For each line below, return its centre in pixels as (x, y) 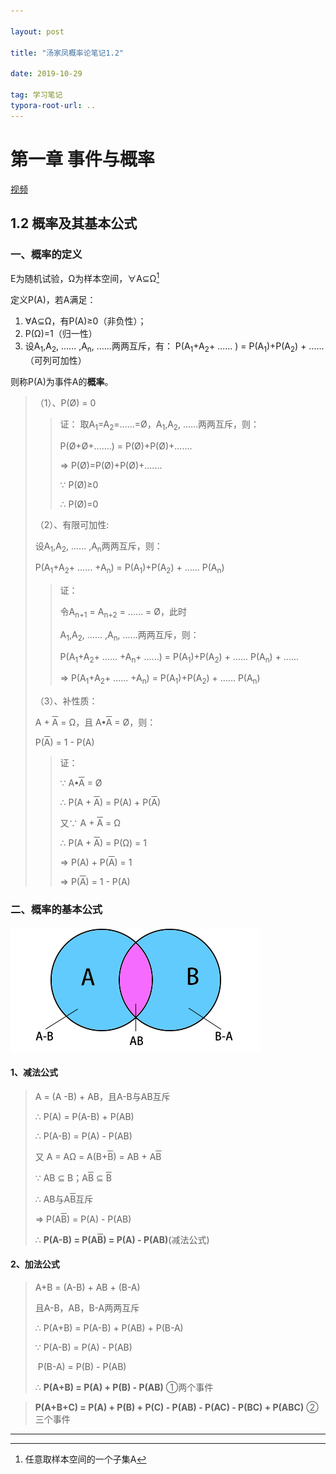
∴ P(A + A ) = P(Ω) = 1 (103, 843)
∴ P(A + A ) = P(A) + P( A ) (110, 802)
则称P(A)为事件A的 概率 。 (62, 381)
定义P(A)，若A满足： (53, 299)
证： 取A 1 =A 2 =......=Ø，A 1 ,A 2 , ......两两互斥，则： (159, 425)
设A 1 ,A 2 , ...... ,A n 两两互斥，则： (98, 547)
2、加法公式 (35, 1264)
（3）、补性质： (66, 701)
